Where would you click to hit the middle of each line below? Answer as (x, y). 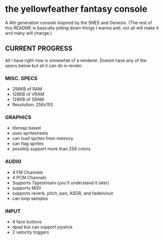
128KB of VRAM (28, 94)
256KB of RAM (27, 89)
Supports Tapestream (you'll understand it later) (60, 183)
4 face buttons (27, 221)
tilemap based (26, 128)
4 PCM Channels (29, 177)
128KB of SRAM (28, 100)
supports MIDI (26, 188)
